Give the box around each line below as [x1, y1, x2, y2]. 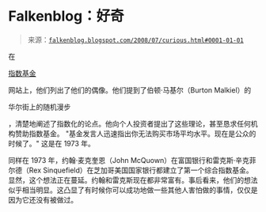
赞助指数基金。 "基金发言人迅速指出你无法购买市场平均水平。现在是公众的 [14, 128, 256, 138]
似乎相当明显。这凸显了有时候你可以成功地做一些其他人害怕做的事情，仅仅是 [8, 185, 258, 195]
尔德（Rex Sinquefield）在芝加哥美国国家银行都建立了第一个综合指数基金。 [8, 165, 253, 175]
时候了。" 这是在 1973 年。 [8, 138, 95, 148]
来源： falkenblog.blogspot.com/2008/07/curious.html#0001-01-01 [27, 35, 244, 44]
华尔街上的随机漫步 [8, 102, 71, 112]
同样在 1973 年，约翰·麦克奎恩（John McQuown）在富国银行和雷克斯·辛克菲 [8, 155, 256, 165]
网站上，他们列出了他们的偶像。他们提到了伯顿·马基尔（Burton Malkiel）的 [8, 85, 252, 95]
